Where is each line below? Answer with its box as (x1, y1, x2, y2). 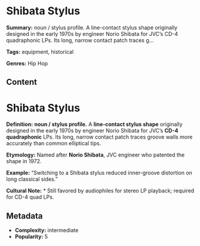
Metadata (6, 211, 43, 221)
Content (6, 77, 38, 87)
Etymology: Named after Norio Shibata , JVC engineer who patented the (6, 151, 185, 159)
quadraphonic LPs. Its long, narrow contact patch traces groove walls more (6, 133, 193, 141)
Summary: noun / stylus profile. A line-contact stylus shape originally (6, 24, 178, 31)
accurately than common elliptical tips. (6, 140, 101, 147)
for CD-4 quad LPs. (6, 193, 54, 201)
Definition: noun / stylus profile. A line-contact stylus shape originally (6, 121, 183, 128)
